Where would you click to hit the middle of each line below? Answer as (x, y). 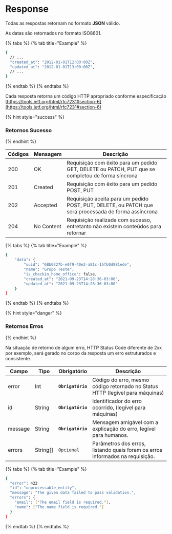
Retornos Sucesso (29, 131)
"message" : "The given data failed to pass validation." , (73, 493)
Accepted (45, 205)
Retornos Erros (24, 326)
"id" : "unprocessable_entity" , (43, 488)
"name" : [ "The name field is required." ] (59, 507)
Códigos (18, 154)
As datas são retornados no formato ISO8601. (53, 33)
